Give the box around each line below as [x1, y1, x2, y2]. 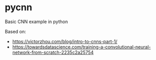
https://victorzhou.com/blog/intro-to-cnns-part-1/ [12, 38, 118, 45]
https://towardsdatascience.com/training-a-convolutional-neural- [12, 44, 151, 50]
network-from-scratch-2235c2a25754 [12, 49, 94, 55]
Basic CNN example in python [5, 18, 68, 25]
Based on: [5, 28, 26, 34]
